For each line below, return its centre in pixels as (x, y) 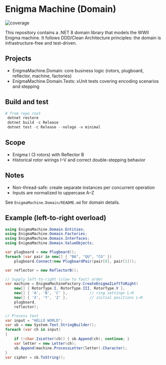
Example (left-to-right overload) (56, 218)
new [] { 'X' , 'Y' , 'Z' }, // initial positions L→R (79, 298)
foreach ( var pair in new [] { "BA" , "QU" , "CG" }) (58, 256)
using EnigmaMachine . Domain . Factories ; (46, 234)
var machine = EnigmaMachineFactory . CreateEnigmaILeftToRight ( (72, 284)
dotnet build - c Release (33, 122)
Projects (18, 59)
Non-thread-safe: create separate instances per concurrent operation (83, 187)
